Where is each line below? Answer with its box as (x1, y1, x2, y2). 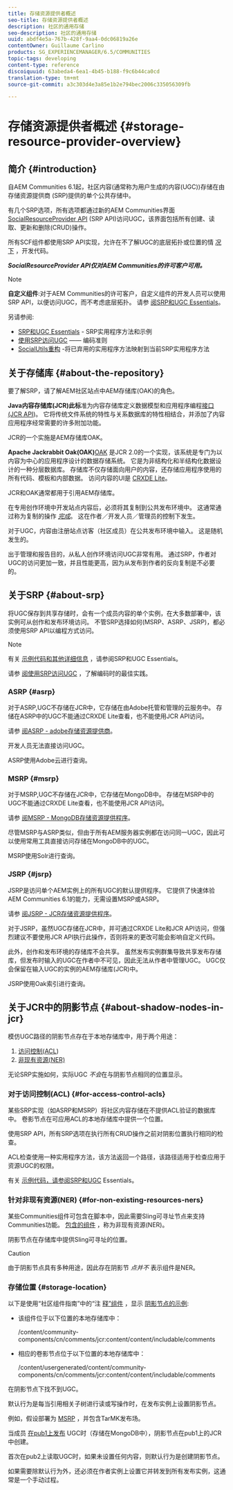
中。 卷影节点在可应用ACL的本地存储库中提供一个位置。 (8, 1115, 167, 1123)
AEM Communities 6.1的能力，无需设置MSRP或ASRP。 (8, 895, 163, 903)
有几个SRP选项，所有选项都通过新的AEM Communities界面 (8, 206, 176, 214)
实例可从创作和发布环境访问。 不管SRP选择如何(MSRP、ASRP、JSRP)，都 (8, 617, 220, 626)
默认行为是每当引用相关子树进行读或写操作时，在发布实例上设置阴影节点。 (8, 1399, 220, 1408)
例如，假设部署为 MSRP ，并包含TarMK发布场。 (8, 1415, 145, 1423)
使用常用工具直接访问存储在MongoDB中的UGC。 (13, 837, 153, 846)
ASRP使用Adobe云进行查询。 (8, 756, 91, 765)
